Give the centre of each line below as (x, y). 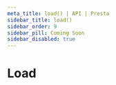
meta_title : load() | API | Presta (58, 13)
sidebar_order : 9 (32, 26)
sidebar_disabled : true (41, 39)
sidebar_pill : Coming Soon (46, 33)
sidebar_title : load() (40, 20)
